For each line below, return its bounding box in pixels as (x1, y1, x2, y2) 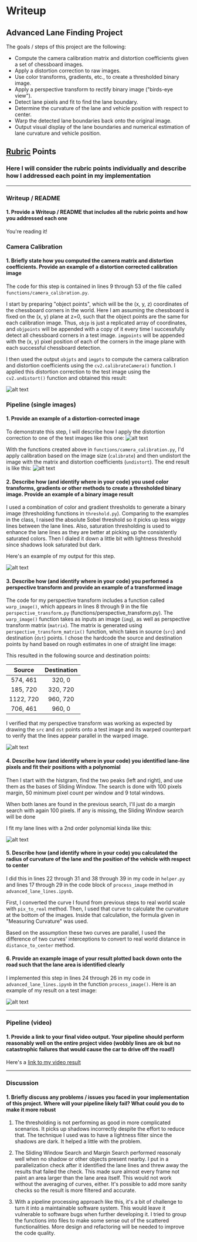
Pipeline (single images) (6, 400, 76, 409)
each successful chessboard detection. (6, 344, 101, 351)
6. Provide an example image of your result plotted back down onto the (6, 955, 182, 962)
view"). (14, 92, 32, 99)
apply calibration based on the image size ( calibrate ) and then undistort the (6, 452, 191, 459)
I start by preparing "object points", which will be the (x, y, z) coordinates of (6, 300, 189, 307)
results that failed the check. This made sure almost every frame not (14, 1168, 180, 1175)
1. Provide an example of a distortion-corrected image (6, 415, 140, 422)
